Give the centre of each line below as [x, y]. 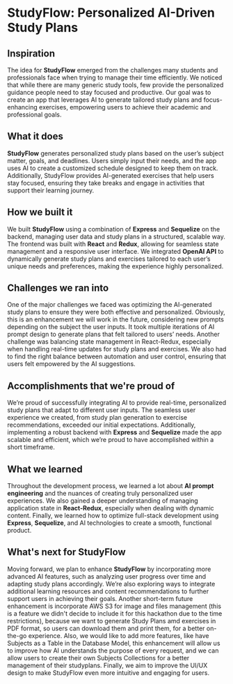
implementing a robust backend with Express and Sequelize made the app [114, 432]
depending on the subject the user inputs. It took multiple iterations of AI [111, 327]
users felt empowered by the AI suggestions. [71, 364]
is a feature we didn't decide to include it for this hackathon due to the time [115, 613]
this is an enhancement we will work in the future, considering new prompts [116, 319]
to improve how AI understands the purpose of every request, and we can [113, 651]
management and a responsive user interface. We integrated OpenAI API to [115, 251]
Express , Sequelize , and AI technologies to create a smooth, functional [110, 523]
